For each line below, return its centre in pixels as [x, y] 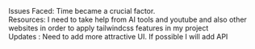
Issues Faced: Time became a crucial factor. [82, 11]
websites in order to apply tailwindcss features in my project [109, 28]
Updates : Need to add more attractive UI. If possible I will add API [118, 37]
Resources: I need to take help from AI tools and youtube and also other [128, 19]
